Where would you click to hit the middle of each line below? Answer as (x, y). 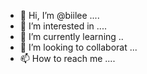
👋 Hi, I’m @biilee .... (59, 15)
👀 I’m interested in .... (63, 26)
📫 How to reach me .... (67, 58)
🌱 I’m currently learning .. (71, 36)
